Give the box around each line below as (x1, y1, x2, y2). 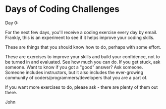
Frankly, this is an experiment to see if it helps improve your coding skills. (5, 35, 155, 40)
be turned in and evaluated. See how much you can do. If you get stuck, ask (5, 59, 161, 65)
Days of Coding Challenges (5, 3, 120, 15)
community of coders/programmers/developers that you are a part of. (5, 74, 148, 80)
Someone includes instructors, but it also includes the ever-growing (5, 69, 144, 75)
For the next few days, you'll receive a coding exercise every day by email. (5, 29, 158, 35)
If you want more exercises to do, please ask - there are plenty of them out (5, 84, 158, 90)
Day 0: (5, 20, 19, 26)
